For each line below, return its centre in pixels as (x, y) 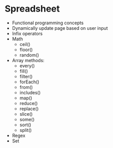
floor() (26, 50)
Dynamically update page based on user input (60, 28)
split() (26, 130)
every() (27, 66)
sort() (25, 125)
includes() (30, 92)
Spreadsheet (32, 9)
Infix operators (27, 33)
